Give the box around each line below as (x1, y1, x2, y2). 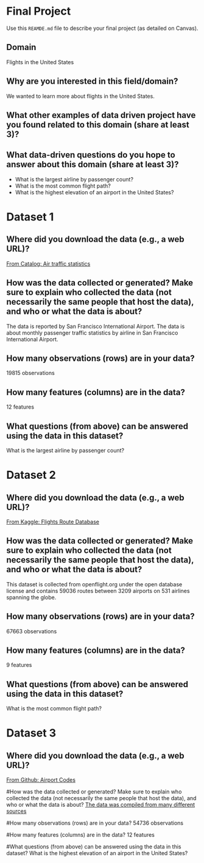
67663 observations (6, 627, 57, 635)
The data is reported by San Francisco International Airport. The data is (6, 322, 185, 330)
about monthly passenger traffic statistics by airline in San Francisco (6, 329, 178, 337)
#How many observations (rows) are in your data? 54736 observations (6, 820, 184, 827)
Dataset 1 (6, 209, 54, 224)
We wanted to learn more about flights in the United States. (6, 92, 155, 100)
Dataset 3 (6, 726, 57, 740)
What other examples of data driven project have (6, 110, 196, 120)
